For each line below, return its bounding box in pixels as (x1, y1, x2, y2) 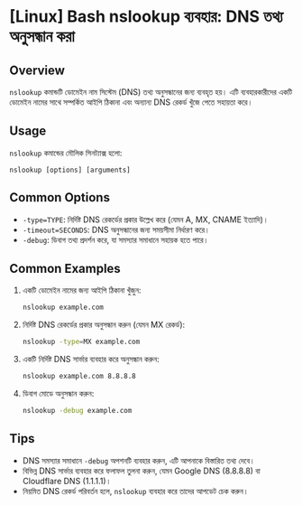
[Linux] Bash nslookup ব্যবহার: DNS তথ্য (9, 6, 284, 27)
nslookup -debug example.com (22, 407, 133, 416)
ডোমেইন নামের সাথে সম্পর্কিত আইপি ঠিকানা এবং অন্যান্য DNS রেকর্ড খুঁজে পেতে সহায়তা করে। (9, 97, 253, 108)
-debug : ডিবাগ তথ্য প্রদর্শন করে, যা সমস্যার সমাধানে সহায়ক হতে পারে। (22, 234, 209, 245)
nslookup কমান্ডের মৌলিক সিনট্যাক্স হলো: (9, 147, 123, 158)
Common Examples (9, 261, 122, 276)
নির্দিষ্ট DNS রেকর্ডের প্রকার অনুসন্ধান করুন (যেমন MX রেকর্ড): (22, 319, 186, 331)
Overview (9, 62, 66, 78)
